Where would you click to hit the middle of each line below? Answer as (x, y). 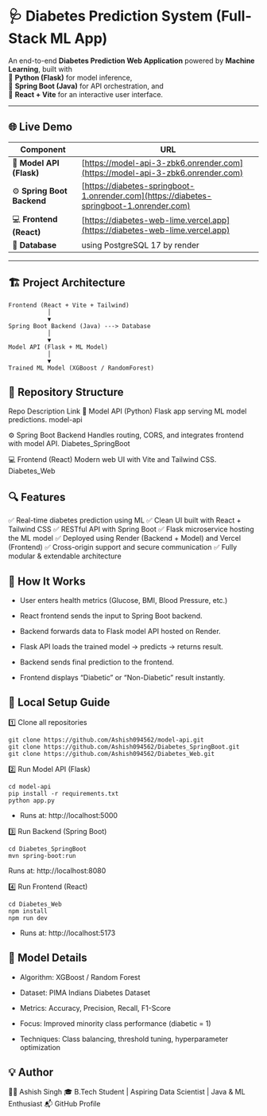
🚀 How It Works (47, 581)
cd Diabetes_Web (35, 904)
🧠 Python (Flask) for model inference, (70, 77)
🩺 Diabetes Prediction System (110, 16)
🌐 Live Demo (41, 127)
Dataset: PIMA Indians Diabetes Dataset (85, 993)
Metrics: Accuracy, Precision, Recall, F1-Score (95, 1008)
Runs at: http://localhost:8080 (57, 871)
